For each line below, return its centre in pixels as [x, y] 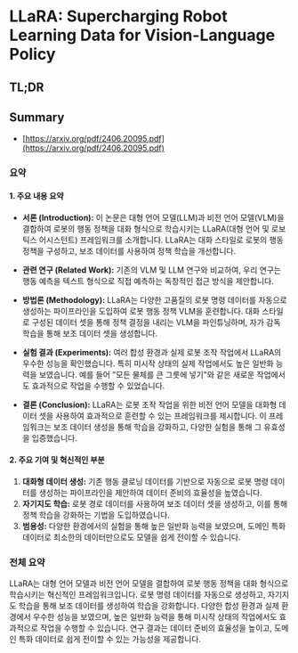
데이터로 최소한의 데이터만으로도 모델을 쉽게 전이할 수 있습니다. [132, 537]
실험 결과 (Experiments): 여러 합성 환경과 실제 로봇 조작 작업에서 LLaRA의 [152, 352]
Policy [32, 54]
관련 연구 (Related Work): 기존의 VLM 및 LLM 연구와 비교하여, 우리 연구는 [152, 270]
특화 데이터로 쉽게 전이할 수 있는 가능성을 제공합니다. [110, 640]
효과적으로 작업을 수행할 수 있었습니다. [98, 386]
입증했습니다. [54, 437]
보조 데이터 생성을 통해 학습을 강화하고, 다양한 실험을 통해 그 [157, 427]
